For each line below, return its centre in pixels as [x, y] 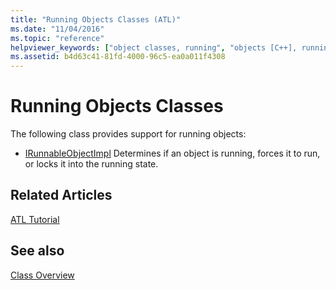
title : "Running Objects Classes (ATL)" [96, 19]
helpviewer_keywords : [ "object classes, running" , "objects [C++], [154, 47]
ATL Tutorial [35, 219]
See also [37, 251]
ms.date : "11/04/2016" [57, 29]
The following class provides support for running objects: [128, 134]
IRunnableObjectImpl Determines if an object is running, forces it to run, [172, 153]
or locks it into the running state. [91, 164]
